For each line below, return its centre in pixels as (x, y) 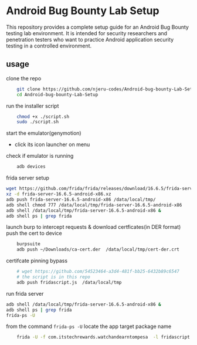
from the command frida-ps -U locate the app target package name (89, 326)
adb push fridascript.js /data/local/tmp (69, 282)
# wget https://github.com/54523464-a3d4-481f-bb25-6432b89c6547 (98, 272)
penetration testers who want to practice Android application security (90, 39)
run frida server (25, 293)
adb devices (31, 167)
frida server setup (28, 178)
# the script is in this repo (54, 277)
